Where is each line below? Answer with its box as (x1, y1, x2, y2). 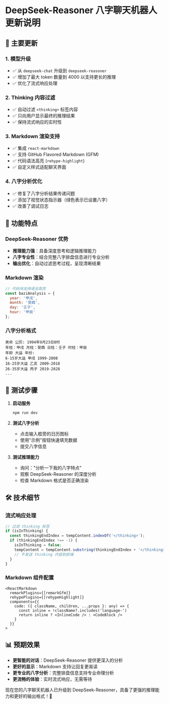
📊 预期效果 (5, 641, 40, 649)
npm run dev (12, 410, 38, 415)
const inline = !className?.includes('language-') (18, 608, 127, 613)
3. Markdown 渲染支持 (5, 133, 60, 140)
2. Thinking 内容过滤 (5, 94, 55, 101)
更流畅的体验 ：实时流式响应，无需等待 (12, 676, 92, 682)
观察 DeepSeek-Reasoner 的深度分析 (20, 471, 97, 477)
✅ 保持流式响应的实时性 (12, 119, 62, 125)
